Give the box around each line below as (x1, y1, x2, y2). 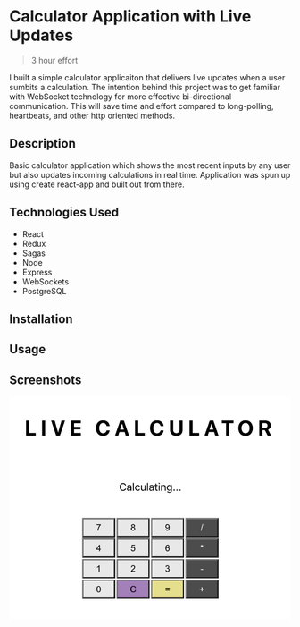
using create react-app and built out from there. (9, 179, 185, 190)
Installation (9, 311, 73, 326)
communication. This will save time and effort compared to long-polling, (9, 100, 274, 111)
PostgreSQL (21, 285, 67, 296)
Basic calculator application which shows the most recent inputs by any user (9, 159, 291, 171)
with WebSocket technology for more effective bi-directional (9, 91, 232, 102)
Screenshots (9, 372, 82, 387)
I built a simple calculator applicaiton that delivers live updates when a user (9, 72, 286, 82)
